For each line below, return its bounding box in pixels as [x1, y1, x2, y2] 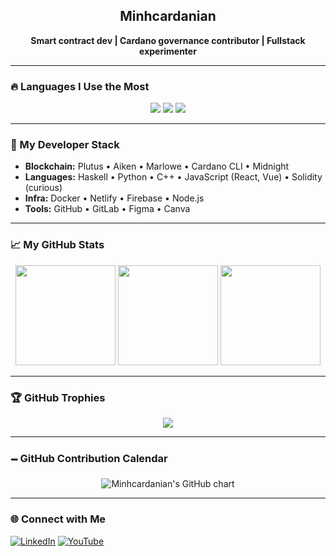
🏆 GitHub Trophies [10, 390, 106, 404]
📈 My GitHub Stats [10, 238, 105, 252]
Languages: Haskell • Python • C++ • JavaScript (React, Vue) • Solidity [24, 171, 323, 183]
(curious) [24, 182, 63, 194]
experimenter [139, 45, 197, 57]
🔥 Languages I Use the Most [10, 79, 150, 93]
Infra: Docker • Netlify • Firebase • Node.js [24, 192, 205, 204]
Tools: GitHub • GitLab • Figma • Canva [24, 203, 191, 215]
